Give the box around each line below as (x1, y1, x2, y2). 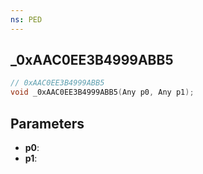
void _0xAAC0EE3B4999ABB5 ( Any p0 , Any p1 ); (10, 87, 195, 98)
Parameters (10, 115, 85, 132)
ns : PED (10, 14, 43, 25)
